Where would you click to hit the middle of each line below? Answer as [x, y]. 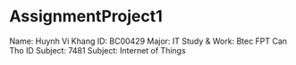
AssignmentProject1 [86, 16]
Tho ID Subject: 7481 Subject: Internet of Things [97, 50]
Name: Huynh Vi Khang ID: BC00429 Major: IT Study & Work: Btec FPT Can [148, 41]
